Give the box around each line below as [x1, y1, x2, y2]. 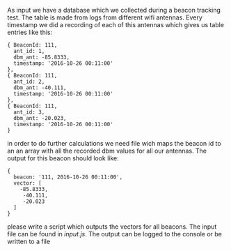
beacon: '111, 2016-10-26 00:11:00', [13, 174, 123, 181]
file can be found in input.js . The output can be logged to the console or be [7, 230, 223, 238]
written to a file [7, 237, 51, 245]
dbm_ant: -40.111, [13, 84, 67, 91]
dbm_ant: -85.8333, [13, 54, 70, 61]
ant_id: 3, [13, 109, 45, 116]
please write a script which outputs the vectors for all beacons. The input [7, 222, 217, 231]
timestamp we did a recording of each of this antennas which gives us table [7, 21, 225, 29]
